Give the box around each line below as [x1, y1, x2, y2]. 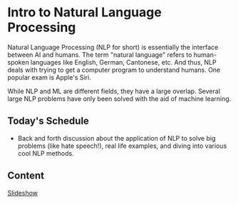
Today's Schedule [7, 115, 89, 127]
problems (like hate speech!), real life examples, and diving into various [17, 141, 227, 150]
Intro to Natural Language [7, 4, 162, 21]
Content [7, 170, 45, 182]
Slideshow [7, 188, 38, 197]
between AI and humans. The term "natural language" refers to [7, 50, 192, 59]
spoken [7, 58, 30, 66]
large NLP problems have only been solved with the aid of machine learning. [7, 94, 232, 103]
